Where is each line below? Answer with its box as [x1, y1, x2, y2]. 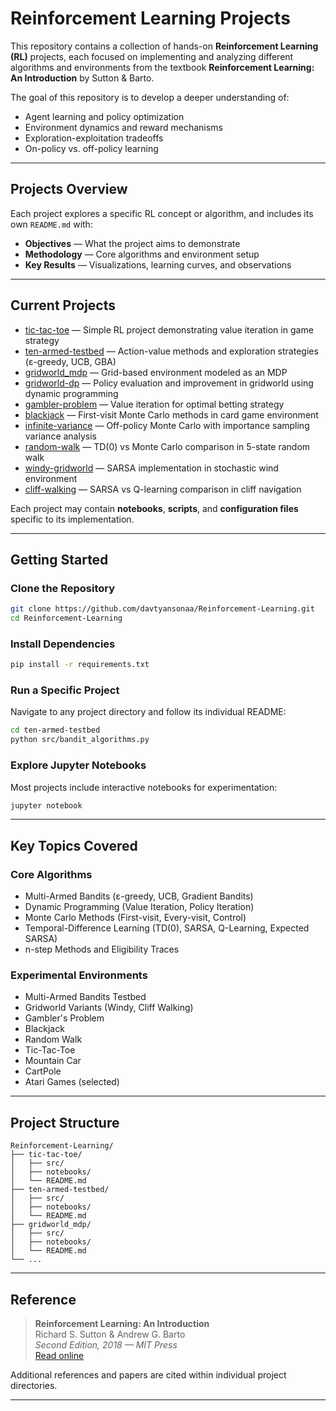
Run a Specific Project [10, 683, 120, 697]
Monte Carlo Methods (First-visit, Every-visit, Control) [24, 912, 247, 924]
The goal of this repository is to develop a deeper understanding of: [10, 91, 290, 103]
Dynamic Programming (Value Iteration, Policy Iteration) [24, 901, 255, 913]
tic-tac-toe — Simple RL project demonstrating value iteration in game [24, 323, 314, 336]
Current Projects [10, 297, 116, 314]
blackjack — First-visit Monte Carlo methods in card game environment [24, 408, 319, 421]
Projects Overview [10, 181, 128, 198]
